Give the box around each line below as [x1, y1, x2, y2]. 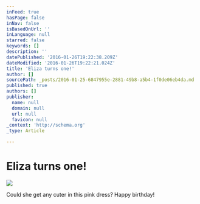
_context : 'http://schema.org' [6, 122, 86, 128]
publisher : [6, 94, 34, 100]
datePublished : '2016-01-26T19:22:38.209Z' [6, 54, 119, 60]
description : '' [6, 49, 47, 55]
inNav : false [6, 20, 40, 26]
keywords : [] [6, 43, 40, 49]
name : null [12, 99, 40, 105]
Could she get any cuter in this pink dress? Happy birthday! [6, 191, 155, 198]
